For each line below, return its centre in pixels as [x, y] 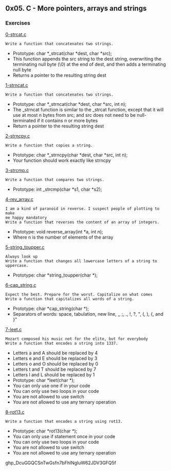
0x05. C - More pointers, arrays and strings [76, 8]
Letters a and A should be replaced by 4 [55, 353]
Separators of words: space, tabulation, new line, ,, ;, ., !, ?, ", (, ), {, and [88, 314]
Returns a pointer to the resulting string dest [60, 75]
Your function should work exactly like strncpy [62, 160]
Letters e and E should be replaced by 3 [55, 358]
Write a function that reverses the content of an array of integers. [82, 222]
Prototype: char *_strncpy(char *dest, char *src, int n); [70, 155]
